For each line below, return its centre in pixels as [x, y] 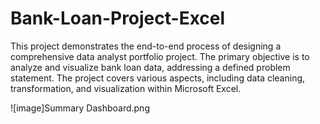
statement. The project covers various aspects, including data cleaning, [158, 78]
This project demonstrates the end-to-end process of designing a [146, 46]
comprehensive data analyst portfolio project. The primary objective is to [160, 56]
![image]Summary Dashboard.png [80, 108]
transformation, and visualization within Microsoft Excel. [126, 88]
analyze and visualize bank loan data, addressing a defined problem [150, 67]
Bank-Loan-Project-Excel [118, 18]
